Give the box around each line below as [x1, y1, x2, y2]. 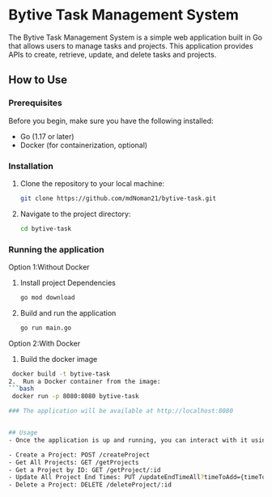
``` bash [8, 384, 35, 393]
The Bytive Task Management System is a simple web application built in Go [8, 32, 263, 42]
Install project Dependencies [19, 278, 116, 287]
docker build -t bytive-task [11, 370, 111, 378]
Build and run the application [19, 308, 117, 317]
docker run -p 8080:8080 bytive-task [11, 393, 139, 401]
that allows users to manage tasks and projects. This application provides [8, 40, 253, 50]
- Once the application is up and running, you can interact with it [8, 435, 249, 444]
